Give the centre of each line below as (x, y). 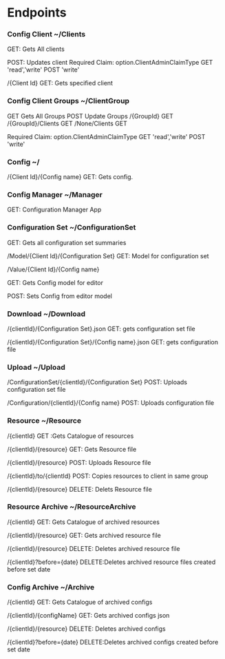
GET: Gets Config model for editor (55, 282)
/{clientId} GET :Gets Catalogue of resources (71, 436)
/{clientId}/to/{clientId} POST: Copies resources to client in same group (108, 476)
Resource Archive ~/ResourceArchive (72, 507)
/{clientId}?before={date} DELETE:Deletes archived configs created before (113, 642)
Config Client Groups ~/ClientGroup (68, 101)
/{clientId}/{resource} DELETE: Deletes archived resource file (94, 548)
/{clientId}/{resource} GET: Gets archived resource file (84, 535)
